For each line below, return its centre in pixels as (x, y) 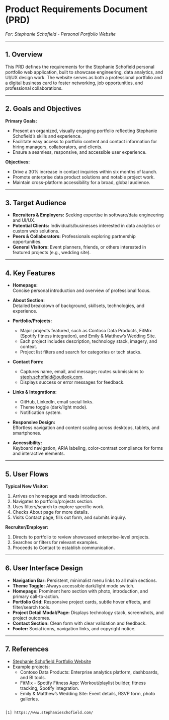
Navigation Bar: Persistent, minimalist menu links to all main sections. (85, 580)
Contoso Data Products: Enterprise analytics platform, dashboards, (89, 672)
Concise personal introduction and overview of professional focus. (81, 290)
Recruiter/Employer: (27, 527)
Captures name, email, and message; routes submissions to (82, 372)
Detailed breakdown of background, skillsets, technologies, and (78, 306)
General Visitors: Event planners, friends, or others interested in (79, 247)
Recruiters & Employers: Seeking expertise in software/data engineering (88, 215)
